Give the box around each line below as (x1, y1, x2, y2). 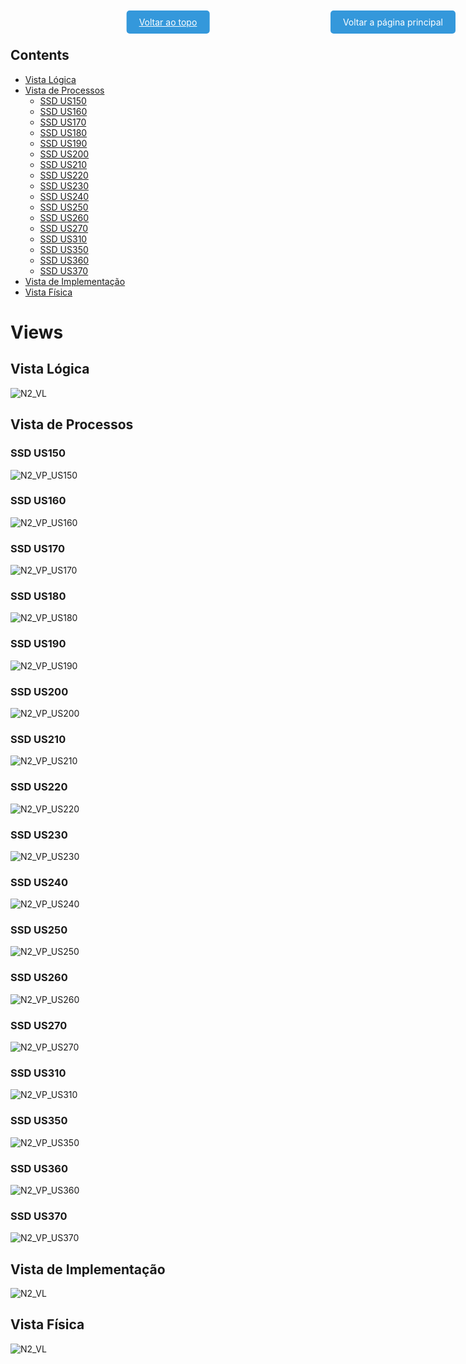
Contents (10, 47, 70, 64)
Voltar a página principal (342, 16, 443, 28)
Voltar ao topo (138, 16, 198, 28)
